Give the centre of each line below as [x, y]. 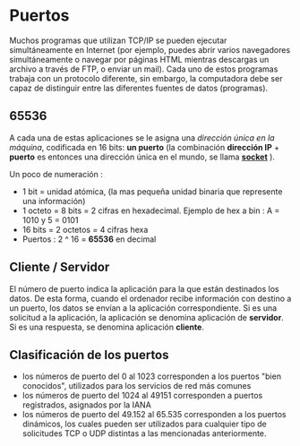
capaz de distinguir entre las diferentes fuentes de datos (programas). [139, 88]
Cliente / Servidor [60, 267]
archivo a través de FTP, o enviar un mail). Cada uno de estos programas [144, 69]
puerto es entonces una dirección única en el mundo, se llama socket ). [142, 157]
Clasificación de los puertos [89, 355]
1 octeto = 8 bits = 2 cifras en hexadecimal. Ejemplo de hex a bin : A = [151, 210]
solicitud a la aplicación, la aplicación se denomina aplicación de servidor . [146, 317]
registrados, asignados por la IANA [87, 405]
